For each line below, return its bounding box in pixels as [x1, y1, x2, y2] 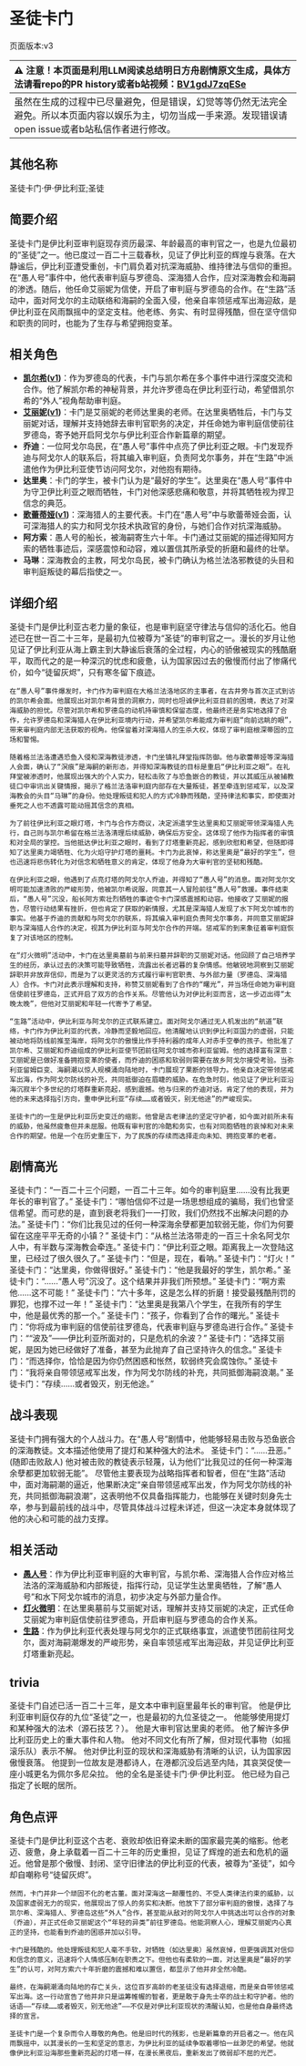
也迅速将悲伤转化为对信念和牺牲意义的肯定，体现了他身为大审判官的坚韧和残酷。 [9, 858, 267, 867]
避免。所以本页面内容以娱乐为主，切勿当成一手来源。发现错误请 [14, 108, 289, 121]
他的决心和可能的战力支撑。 [9, 1513, 114, 1524]
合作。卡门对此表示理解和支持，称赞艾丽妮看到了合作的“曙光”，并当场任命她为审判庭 [22, 981, 296, 990]
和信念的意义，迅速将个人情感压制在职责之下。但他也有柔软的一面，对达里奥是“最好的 [9, 1956, 285, 1965]
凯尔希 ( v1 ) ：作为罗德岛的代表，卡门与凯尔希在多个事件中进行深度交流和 [22, 373, 293, 384]
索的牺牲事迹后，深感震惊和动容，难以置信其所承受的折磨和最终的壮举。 [22, 543, 294, 554]
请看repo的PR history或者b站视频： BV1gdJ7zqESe [23, 77, 247, 90]
